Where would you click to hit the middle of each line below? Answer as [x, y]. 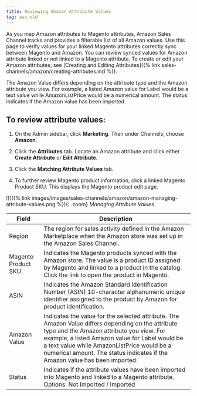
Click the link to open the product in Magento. [106, 275]
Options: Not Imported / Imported [89, 384]
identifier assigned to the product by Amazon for [111, 299]
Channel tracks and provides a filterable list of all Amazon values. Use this [96, 40]
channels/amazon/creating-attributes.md [56, 71]
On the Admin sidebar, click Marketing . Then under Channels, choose [99, 134]
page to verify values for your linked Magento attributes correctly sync [91, 46]
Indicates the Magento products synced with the [110, 253]
